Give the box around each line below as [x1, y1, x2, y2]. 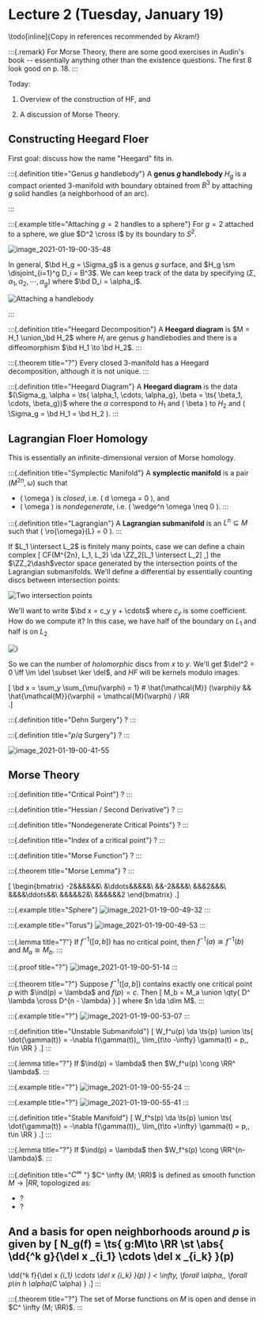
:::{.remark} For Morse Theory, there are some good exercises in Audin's [8, 47, 245, 56]
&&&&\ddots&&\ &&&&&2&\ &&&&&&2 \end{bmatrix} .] [8, 889, 179, 899]
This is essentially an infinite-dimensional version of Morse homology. [8, 453, 236, 463]
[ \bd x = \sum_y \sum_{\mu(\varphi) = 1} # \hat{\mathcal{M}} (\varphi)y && [8, 683, 251, 692]
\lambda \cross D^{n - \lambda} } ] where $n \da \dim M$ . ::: [8, 995, 205, 1005]
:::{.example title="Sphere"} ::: [8, 904, 211, 914]
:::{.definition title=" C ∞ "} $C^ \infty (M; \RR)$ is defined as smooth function [8, 1168, 255, 1179]
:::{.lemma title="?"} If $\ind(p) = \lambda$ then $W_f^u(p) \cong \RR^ [8, 1059, 236, 1068]
